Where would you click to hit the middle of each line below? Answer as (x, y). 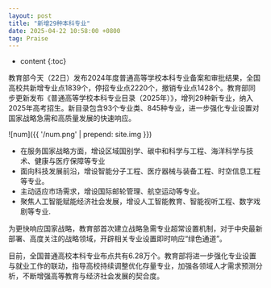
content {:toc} (43, 61)
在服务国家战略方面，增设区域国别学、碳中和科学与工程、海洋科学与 (133, 151)
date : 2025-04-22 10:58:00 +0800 (65, 31)
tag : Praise (28, 38)
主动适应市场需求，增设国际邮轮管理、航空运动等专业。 (112, 191)
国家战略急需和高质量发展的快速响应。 (72, 119)
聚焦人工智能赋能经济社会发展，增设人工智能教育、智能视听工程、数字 (137, 202)
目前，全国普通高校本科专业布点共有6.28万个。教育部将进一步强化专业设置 (132, 256)
